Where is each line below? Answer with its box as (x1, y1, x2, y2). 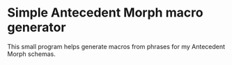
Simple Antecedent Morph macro (7, 5, 203, 21)
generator (7, 19, 66, 35)
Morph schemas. (7, 50, 56, 58)
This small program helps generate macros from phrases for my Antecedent (7, 42, 225, 50)
